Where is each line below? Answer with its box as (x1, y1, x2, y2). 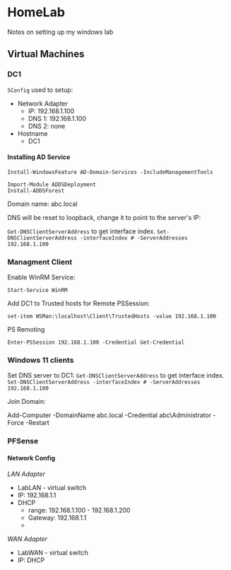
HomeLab (7, 4, 66, 21)
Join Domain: (7, 397, 46, 406)
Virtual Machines (7, 48, 85, 60)
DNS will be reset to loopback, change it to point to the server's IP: (7, 213, 201, 221)
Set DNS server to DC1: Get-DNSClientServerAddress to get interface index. (7, 371, 225, 380)
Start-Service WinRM (7, 287, 69, 294)
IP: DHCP (17, 556, 45, 564)
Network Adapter (17, 99, 69, 107)
